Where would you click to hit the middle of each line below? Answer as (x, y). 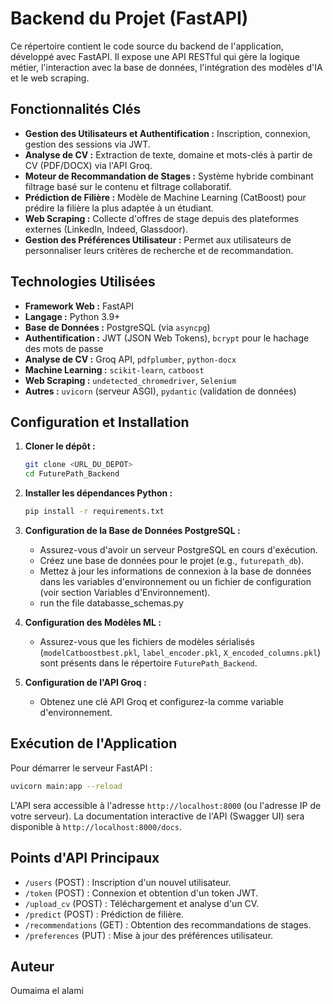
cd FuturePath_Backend (72, 474)
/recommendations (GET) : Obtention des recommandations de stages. (168, 924)
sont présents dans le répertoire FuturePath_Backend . (148, 663)
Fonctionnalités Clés (76, 109)
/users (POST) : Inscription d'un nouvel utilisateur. (128, 882)
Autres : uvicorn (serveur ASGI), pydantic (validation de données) (160, 391)
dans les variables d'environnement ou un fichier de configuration (175, 581)
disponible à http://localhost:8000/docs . (96, 826)
